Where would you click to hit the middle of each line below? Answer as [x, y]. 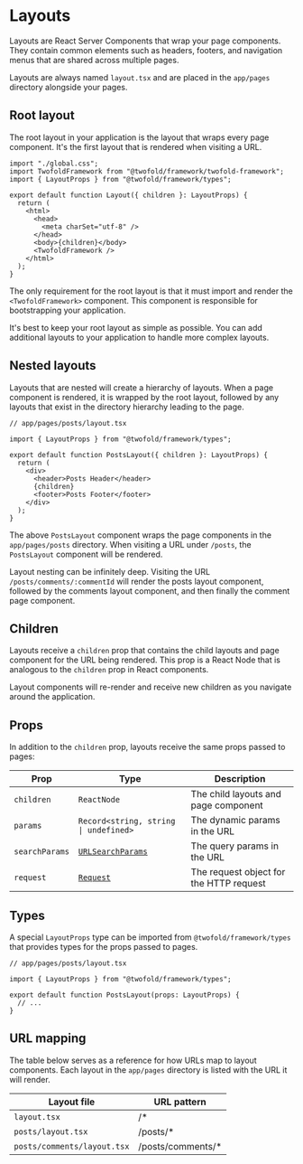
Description [240, 779]
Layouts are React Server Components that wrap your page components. [145, 41]
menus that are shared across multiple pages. [94, 60]
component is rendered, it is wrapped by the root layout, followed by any [144, 397]
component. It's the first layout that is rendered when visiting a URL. [136, 146]
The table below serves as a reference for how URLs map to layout [133, 1060]
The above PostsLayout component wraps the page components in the [141, 535]
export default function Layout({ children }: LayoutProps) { [129, 195]
